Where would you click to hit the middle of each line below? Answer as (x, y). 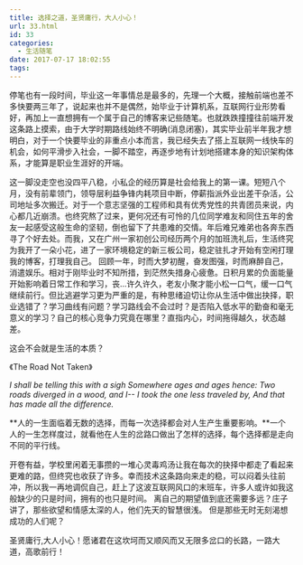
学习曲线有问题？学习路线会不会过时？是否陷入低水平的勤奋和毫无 (171, 306)
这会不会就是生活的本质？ (57, 348)
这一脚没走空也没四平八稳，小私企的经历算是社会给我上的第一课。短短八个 (147, 182)
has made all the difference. (62, 404)
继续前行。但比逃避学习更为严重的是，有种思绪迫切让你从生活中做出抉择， (147, 295)
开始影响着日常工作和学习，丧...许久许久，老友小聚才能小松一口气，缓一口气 (151, 283)
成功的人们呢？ (37, 521)
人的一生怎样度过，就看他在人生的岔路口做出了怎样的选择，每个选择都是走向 (151, 434)
